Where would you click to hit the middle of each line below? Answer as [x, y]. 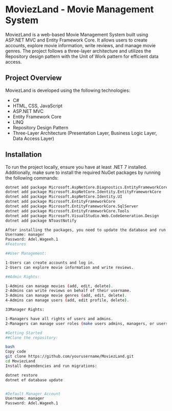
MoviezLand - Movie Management [80, 9]
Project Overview [34, 78]
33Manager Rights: [25, 310]
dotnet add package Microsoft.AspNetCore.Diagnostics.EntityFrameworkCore [87, 187]
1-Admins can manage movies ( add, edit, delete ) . [59, 286]
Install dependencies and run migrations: [51, 366]
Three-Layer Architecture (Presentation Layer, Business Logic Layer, [85, 133]
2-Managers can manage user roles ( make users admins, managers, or [80, 324]
